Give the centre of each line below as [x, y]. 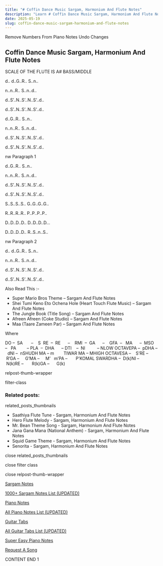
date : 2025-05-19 [23, 19]
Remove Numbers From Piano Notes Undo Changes [57, 37]
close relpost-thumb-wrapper [35, 474]
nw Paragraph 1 [21, 157]
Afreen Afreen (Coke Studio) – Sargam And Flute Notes [67, 319]
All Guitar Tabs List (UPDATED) [36, 531]
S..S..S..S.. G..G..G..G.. [27, 204]
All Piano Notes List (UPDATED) [36, 512]
